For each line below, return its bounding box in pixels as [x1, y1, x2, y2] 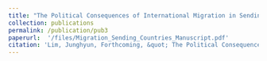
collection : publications [8, 19, 94, 27]
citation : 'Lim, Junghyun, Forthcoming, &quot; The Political [8, 41, 219, 49]
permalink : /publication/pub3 [8, 26, 109, 34]
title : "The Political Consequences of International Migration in [8, 11, 237, 20]
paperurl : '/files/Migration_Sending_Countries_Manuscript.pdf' [8, 33, 229, 42]
